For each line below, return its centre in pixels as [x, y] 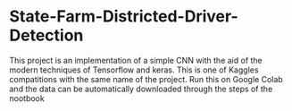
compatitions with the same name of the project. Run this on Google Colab [146, 79]
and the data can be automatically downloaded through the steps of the [141, 89]
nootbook [27, 98]
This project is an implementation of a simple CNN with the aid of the [136, 60]
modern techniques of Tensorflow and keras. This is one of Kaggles [134, 70]
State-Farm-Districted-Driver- [124, 17]
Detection [46, 35]
